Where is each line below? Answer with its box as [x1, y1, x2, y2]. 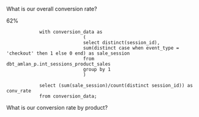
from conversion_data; [39, 93, 97, 99]
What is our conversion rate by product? [6, 104, 108, 111]
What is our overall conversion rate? [6, 6, 97, 12]
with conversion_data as [39, 29, 103, 35]
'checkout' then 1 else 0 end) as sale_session [6, 50, 130, 56]
